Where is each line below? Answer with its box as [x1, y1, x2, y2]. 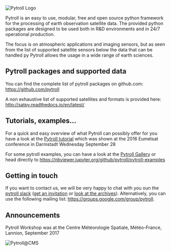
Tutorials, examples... [5, 116, 77, 126]
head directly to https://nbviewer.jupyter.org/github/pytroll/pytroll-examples [5, 156, 165, 163]
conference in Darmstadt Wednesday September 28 [5, 141, 116, 147]
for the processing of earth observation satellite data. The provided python [5, 21, 163, 26]
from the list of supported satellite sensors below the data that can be [5, 47, 153, 52]
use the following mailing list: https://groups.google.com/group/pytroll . [5, 196, 155, 202]
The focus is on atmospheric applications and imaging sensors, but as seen [5, 41, 165, 47]
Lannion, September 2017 [5, 230, 60, 236]
